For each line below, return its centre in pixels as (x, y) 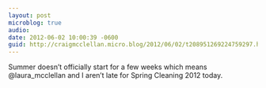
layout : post (30, 15)
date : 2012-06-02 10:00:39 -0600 (63, 37)
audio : (19, 30)
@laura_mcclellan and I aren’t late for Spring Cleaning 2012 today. (116, 75)
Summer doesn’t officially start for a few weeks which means (108, 67)
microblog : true (35, 23)
